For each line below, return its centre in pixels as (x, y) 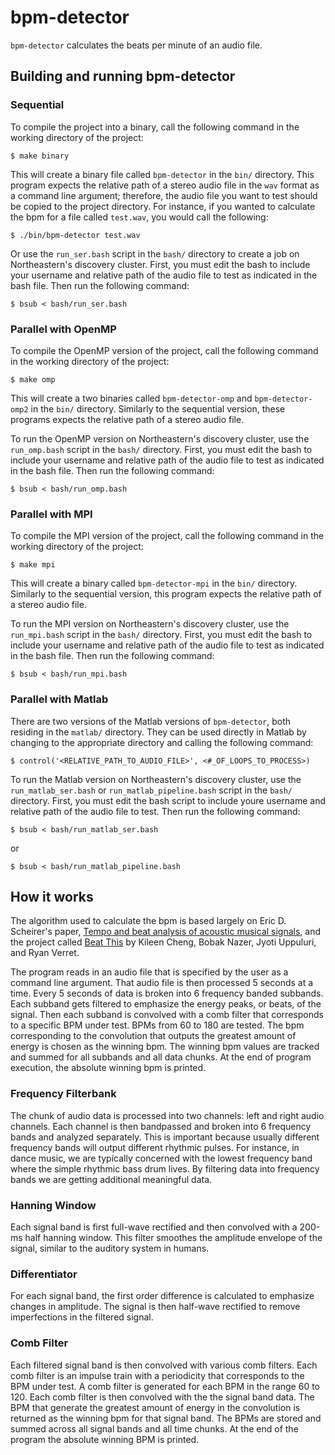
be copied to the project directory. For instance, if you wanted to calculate (163, 206)
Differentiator (44, 1274)
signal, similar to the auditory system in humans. (110, 1248)
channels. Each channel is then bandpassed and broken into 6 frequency (161, 1126)
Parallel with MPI (51, 514)
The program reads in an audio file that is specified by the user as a (149, 972)
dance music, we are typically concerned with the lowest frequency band (161, 1158)
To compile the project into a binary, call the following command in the (155, 127)
